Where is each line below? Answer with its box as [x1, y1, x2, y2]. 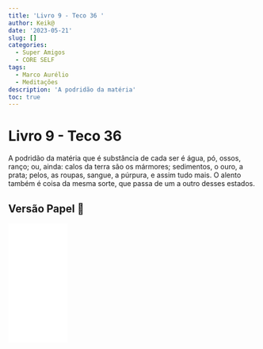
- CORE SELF [15, 56, 55, 64]
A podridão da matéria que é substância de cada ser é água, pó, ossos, [8, 153, 242, 163]
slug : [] [8, 33, 37, 42]
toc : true [8, 93, 41, 101]
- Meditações [15, 78, 59, 86]
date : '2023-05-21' [8, 26, 73, 34]
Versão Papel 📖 [8, 202, 85, 215]
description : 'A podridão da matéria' [8, 85, 136, 94]
